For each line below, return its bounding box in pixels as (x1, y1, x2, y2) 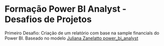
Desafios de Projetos (4, 14, 92, 25)
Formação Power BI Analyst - (4, 3, 126, 15)
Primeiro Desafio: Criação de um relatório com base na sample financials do (4, 30, 160, 36)
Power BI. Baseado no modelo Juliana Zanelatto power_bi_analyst (4, 35, 139, 41)
